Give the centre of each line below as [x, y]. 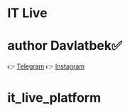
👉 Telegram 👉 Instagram [46, 66]
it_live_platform [54, 98]
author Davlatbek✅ [65, 46]
